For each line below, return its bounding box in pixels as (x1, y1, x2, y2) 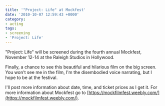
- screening (5, 30, 30, 35)
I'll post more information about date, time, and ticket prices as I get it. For (5, 84, 157, 90)
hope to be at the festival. (5, 74, 58, 80)
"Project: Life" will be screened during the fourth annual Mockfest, (5, 48, 142, 55)
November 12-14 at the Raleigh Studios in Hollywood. (5, 54, 115, 60)
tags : (5, 26, 16, 31)
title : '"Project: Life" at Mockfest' (5, 7, 86, 12)
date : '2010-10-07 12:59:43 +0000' (5, 12, 79, 17)
